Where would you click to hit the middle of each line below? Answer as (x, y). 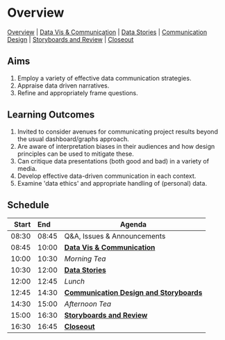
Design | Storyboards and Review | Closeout (70, 39)
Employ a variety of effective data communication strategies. (104, 78)
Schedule (28, 205)
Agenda (134, 225)
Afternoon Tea (88, 304)
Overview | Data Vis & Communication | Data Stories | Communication (107, 32)
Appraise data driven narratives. (63, 86)
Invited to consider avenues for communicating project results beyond (118, 131)
